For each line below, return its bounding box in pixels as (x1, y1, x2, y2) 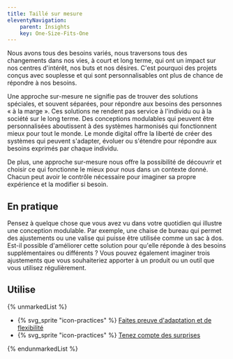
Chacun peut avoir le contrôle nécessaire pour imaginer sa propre (7, 173, 197, 181)
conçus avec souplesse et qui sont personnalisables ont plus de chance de (7, 71, 223, 80)
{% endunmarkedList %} (7, 344, 78, 353)
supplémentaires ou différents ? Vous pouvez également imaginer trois (7, 249, 211, 258)
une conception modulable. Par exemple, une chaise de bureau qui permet (7, 227, 222, 235)
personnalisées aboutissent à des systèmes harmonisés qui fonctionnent (7, 122, 218, 130)
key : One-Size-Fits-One (20, 29, 89, 37)
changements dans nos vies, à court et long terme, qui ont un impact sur (7, 57, 216, 65)
